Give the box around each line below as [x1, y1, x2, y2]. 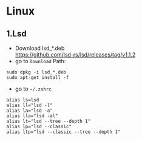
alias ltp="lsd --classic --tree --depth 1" [6, 129, 121, 135]
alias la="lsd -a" [6, 108, 53, 114]
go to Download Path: [15, 58, 66, 64]
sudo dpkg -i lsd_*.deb [6, 69, 67, 75]
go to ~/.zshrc [15, 85, 52, 92]
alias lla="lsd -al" [6, 113, 59, 119]
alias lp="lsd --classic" [6, 123, 72, 129]
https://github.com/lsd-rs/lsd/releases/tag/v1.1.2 [15, 51, 136, 58]
